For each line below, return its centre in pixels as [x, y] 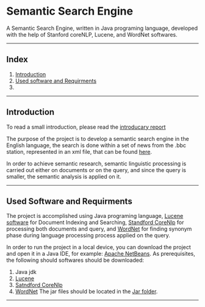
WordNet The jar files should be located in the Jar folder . [86, 292]
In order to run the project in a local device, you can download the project [99, 247]
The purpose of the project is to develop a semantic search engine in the [98, 139]
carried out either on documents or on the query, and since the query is [96, 170]
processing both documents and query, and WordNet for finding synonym [99, 229]
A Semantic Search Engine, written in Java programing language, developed [102, 28]
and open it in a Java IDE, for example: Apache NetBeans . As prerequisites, [101, 254]
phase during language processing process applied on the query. [88, 236]
